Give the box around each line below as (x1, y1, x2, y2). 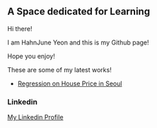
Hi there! (7, 24, 33, 33)
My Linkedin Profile (7, 113, 64, 122)
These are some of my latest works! (7, 65, 112, 74)
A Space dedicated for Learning (7, 6, 151, 18)
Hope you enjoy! (7, 52, 55, 60)
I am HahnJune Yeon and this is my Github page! (7, 38, 150, 47)
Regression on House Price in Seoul (17, 79, 122, 88)
